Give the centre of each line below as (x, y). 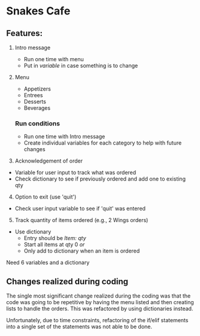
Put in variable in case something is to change (81, 65)
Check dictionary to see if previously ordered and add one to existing (100, 179)
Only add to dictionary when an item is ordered (82, 251)
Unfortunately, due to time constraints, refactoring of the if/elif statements (97, 320)
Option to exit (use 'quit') (46, 197)
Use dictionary (33, 232)
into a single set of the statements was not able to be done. (79, 327)
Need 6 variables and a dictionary (48, 263)
